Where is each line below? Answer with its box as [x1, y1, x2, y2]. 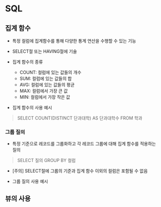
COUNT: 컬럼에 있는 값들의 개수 [19, 70, 81, 75]
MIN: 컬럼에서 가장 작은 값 [19, 94, 71, 100]
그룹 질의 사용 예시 [12, 178, 48, 184]
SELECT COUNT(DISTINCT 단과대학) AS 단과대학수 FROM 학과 [17, 115, 142, 121]
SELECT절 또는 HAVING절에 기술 [12, 48, 78, 54]
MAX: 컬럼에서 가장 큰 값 [19, 88, 68, 94]
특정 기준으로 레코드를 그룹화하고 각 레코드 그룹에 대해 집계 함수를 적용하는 [12, 141, 157, 147]
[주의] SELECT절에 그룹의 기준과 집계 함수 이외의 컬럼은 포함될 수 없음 [12, 168, 148, 174]
